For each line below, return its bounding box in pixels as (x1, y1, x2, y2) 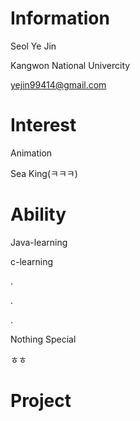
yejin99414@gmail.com (10, 78, 107, 91)
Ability (10, 203, 67, 226)
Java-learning (10, 236, 68, 248)
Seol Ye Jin (10, 40, 57, 52)
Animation (10, 147, 53, 159)
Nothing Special (10, 333, 77, 345)
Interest (10, 114, 77, 137)
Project (10, 390, 72, 412)
